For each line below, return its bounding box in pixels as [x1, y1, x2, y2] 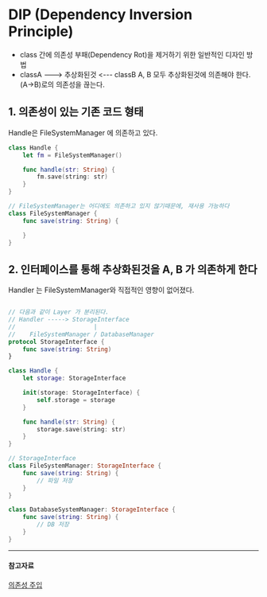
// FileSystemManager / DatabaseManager [8, 330, 155, 338]
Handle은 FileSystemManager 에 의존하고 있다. [8, 127, 158, 137]
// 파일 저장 [37, 476, 73, 485]
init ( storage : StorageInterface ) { [22, 388, 141, 397]
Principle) [8, 22, 74, 41]
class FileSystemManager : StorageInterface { [8, 462, 161, 470]
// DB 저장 [37, 521, 70, 529]
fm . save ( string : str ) [37, 173, 109, 181]
